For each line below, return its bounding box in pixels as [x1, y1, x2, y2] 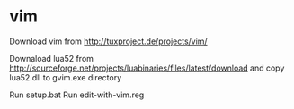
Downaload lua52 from [9, 53, 94, 63]
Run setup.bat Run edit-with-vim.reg [9, 89, 145, 100]
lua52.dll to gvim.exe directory [9, 71, 122, 82]
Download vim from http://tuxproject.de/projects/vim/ [9, 36, 209, 46]
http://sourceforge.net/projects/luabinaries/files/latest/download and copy [9, 63, 285, 73]
